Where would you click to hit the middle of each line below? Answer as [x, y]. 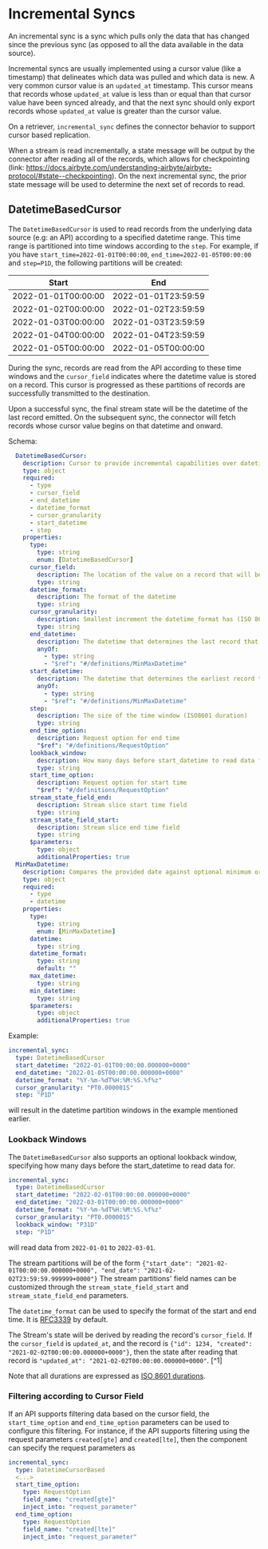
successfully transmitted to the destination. [79, 393]
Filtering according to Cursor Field [76, 1396]
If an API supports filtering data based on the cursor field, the [109, 1414]
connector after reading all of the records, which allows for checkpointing [129, 159]
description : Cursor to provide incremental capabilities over [130, 463]
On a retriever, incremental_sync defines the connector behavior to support [132, 126]
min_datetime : [53, 991]
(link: [16, 167]
